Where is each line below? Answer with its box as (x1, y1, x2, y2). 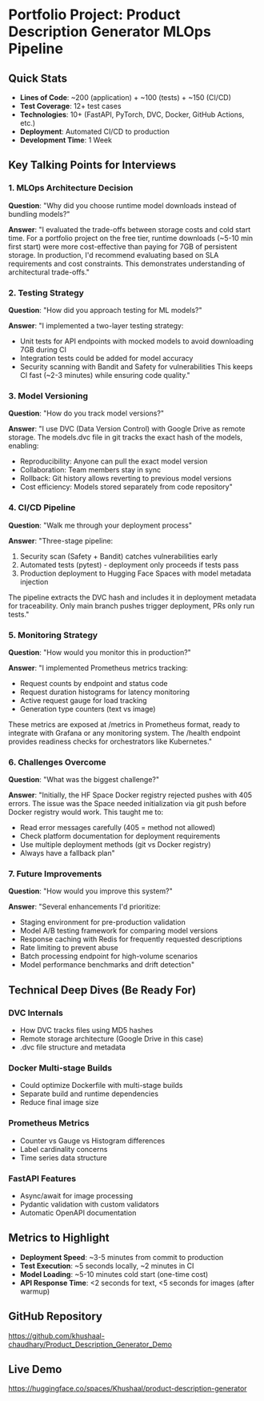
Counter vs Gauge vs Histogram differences (19, 1135, 166, 1146)
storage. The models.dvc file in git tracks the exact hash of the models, (8, 432, 242, 442)
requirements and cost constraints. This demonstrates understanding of (8, 259, 246, 268)
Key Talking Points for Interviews (8, 159, 177, 172)
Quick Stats (8, 71, 68, 85)
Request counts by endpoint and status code (19, 678, 168, 688)
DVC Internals (8, 1007, 64, 1018)
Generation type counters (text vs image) (19, 704, 156, 713)
